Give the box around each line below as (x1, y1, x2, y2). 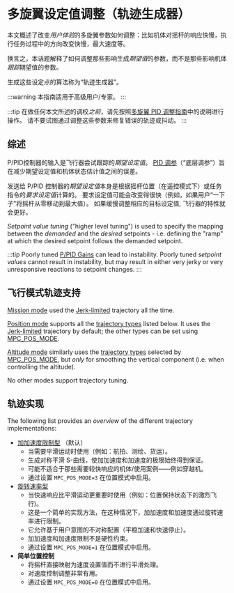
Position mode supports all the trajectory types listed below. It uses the (7, 319, 211, 328)
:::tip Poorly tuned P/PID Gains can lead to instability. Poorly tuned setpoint (7, 250, 221, 259)
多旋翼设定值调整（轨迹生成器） (7, 6, 191, 22)
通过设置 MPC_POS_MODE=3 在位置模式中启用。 (27, 473, 155, 482)
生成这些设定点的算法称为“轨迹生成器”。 (7, 77, 123, 86)
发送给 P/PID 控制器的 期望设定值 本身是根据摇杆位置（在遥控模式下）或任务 (7, 182, 222, 190)
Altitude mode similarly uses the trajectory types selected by (7, 348, 182, 356)
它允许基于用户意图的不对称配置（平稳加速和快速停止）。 (27, 525, 190, 534)
